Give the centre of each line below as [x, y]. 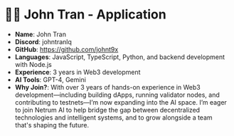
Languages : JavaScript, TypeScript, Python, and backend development [120, 57]
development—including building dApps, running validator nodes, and [117, 95]
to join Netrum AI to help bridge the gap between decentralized [107, 110]
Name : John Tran [41, 34]
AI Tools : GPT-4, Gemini [50, 79]
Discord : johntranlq [43, 41]
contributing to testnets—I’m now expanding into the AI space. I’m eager [121, 102]
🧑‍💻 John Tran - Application [85, 15]
